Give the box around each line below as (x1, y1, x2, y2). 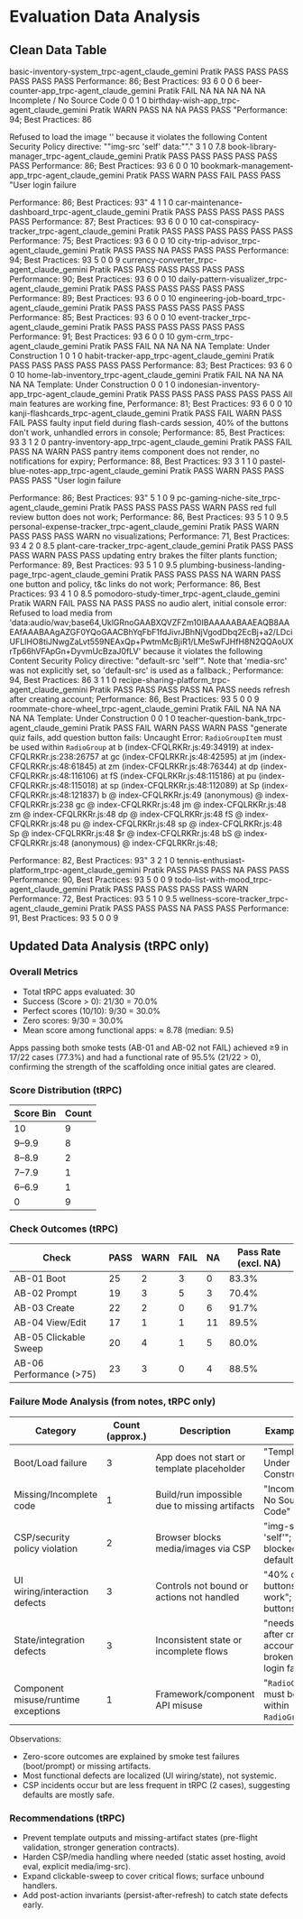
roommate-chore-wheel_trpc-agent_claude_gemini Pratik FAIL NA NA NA (9, 704, 281, 714)
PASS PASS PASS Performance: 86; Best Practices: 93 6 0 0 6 (9, 76, 241, 87)
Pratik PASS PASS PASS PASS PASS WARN (89, 884, 249, 894)
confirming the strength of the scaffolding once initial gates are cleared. (9, 1061, 277, 1072)
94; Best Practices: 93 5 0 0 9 (9, 254, 121, 265)
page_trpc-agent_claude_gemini (9, 569, 129, 579)
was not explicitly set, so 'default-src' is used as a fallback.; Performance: (9, 665, 284, 676)
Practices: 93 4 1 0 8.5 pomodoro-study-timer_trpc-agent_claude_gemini (9, 588, 280, 599)
